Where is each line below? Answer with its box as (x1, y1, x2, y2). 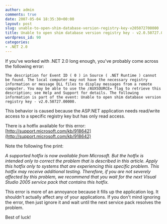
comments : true (5, 12, 37, 17)
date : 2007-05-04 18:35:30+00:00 (5, 16, 75, 21)
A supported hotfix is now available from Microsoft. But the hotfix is (5, 152, 144, 158)
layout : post (5, 21, 32, 26)
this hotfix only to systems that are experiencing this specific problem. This (5, 163, 160, 169)
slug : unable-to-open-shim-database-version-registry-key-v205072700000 (5, 26, 159, 31)
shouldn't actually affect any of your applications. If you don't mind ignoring (5, 194, 161, 200)
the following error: (5, 63, 45, 69)
